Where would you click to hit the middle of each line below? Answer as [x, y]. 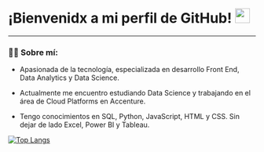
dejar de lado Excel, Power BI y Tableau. [84, 125]
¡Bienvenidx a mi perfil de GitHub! [120, 18]
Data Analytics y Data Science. [70, 78]
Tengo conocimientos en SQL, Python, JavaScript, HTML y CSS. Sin [130, 117]
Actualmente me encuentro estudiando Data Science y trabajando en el [135, 93]
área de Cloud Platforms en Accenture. [82, 101]
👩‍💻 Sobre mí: [33, 52]
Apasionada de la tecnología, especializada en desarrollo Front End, [129, 70]
